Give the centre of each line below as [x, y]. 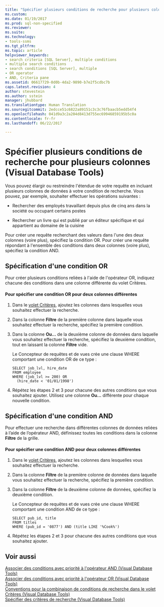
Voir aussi [20, 556]
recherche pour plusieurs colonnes [78, 162]
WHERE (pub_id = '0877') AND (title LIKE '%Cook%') [66, 527]
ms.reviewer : [18, 28]
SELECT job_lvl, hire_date [40, 369]
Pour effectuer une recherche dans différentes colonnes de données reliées [81, 428]
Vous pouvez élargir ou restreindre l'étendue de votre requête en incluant [79, 186]
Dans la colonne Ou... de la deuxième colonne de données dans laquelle [85, 334]
